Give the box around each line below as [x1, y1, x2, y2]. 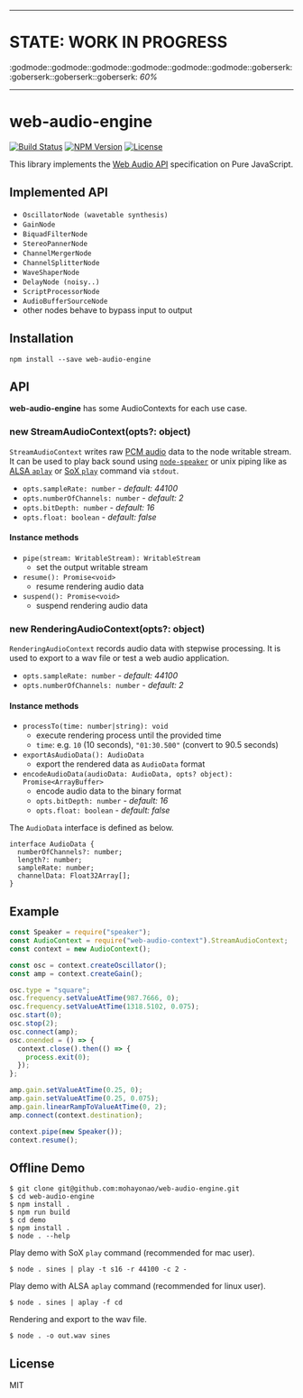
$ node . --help [9, 1232, 70, 1241]
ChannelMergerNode [22, 249, 92, 258]
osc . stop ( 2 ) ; [9, 1019, 59, 1028]
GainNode [22, 220, 56, 229]
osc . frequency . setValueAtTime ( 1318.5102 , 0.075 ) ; [9, 1002, 200, 1011]
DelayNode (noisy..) [22, 277, 100, 287]
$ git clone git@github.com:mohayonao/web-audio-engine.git [9, 1184, 241, 1193]
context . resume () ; [9, 1136, 78, 1145]
